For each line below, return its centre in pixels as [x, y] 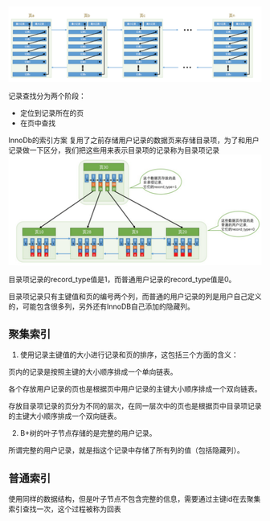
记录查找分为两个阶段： [47, 96]
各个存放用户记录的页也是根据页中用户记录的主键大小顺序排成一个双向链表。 [135, 389]
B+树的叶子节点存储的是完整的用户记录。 [88, 433]
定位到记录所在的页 [52, 113]
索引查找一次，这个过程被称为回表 [65, 509]
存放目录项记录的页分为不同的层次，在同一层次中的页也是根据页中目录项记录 [135, 406]
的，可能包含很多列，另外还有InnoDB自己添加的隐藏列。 [101, 306]
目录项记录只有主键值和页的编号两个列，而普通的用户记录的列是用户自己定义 [135, 296]
